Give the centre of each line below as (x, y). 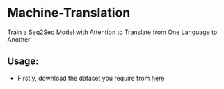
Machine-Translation (69, 13)
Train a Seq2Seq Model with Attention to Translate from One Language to (112, 32)
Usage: (23, 62)
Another (19, 39)
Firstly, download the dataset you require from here (91, 78)
